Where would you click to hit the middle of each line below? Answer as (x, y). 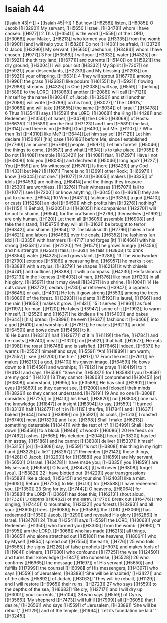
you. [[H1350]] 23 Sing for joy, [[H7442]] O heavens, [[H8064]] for (73, 489)
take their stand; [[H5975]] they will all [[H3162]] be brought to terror (75, 224)
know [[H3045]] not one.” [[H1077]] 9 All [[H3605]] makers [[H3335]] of (79, 176)
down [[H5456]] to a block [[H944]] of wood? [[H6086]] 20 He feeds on (79, 430)
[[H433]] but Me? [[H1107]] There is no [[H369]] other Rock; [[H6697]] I (79, 171)
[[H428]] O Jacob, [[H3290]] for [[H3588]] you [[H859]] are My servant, (80, 457)
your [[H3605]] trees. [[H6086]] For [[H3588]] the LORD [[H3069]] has (78, 509)
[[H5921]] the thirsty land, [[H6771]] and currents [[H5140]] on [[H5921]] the (83, 60)
